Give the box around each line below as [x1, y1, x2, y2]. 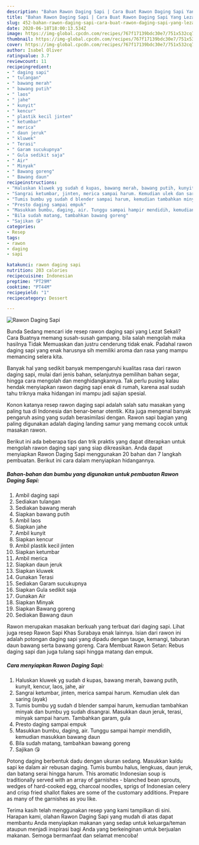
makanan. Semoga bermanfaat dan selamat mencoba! [6, 832, 138, 839]
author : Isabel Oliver [6, 47, 63, 53]
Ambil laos [15, 517, 41, 524]
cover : [6, 42, 23, 48]
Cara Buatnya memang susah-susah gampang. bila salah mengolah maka [6, 334, 185, 342]
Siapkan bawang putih [15, 511, 70, 518]
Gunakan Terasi [15, 573, 54, 581]
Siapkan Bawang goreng [15, 605, 76, 613]
